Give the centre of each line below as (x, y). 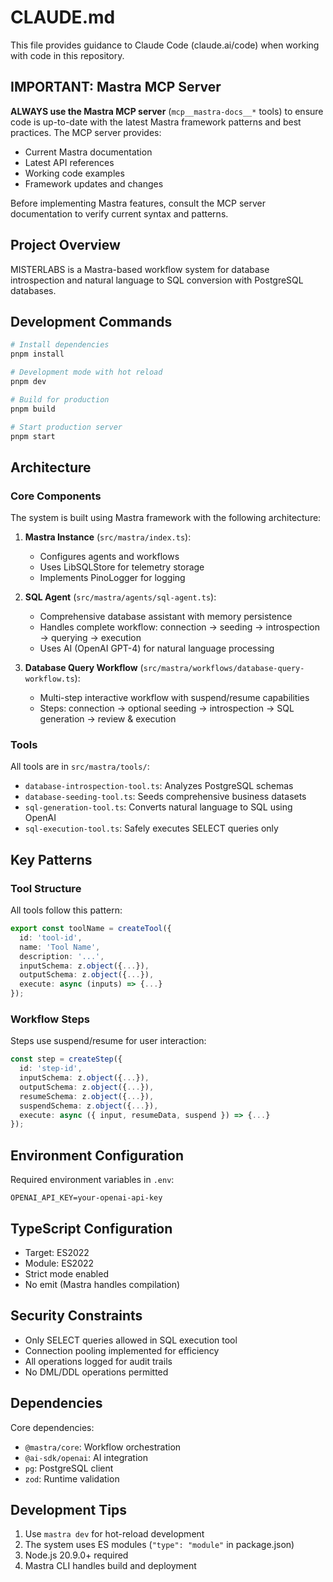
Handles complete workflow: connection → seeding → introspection (179, 627)
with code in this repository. (67, 55)
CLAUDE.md (63, 17)
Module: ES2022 (59, 1263)
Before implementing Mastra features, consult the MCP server (138, 203)
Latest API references (69, 162)
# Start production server (66, 427)
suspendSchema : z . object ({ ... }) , (89, 1106)
